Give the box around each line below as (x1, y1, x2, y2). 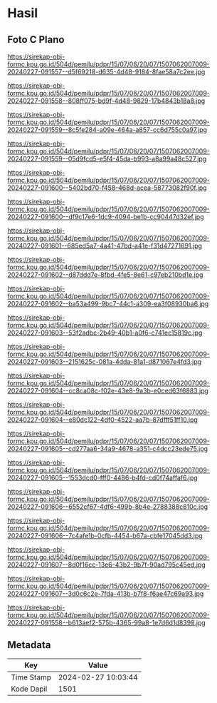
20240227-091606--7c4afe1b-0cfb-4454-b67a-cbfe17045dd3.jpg (7, 532, 203, 540)
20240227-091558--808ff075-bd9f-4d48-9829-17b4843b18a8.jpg (7, 96, 206, 105)
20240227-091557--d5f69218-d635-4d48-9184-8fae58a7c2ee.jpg (7, 68, 206, 76)
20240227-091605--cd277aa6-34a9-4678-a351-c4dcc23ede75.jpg (7, 445, 208, 452)
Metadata (7, 639, 51, 651)
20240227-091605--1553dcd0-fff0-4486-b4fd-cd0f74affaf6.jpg (7, 473, 198, 482)
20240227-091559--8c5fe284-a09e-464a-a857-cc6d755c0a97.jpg (7, 126, 208, 133)
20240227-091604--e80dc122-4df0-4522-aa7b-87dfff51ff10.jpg (7, 415, 198, 424)
